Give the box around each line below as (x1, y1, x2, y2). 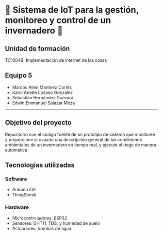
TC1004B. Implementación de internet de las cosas (5, 57, 107, 63)
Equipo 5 (5, 72, 33, 80)
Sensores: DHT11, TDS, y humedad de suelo (12, 220, 100, 226)
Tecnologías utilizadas (5, 161, 75, 169)
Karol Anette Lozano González (12, 90, 73, 95)
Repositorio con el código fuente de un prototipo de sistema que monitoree (5, 131, 155, 137)
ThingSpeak (12, 192, 36, 198)
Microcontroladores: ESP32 (12, 215, 67, 221)
